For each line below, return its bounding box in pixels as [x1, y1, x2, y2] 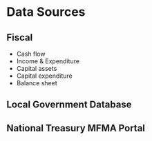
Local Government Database [6, 99, 132, 111]
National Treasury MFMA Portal [6, 122, 146, 134]
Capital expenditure [16, 72, 73, 80]
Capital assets [16, 65, 57, 72]
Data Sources [6, 4, 86, 20]
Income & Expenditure [16, 57, 80, 65]
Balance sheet [16, 79, 58, 87]
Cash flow [16, 50, 46, 58]
